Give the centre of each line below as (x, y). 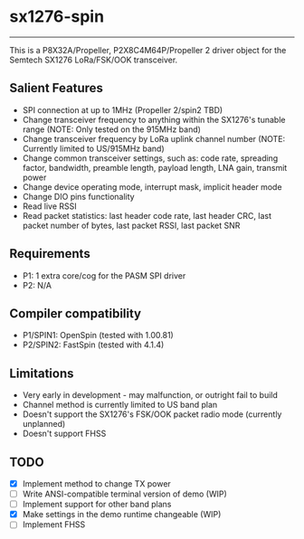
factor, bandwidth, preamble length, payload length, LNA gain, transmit (155, 167)
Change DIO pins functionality (78, 196)
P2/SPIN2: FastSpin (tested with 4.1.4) (93, 345)
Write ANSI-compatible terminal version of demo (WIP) (125, 494)
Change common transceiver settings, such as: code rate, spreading (150, 158)
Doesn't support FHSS (64, 434)
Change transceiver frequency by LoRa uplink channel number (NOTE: (154, 138)
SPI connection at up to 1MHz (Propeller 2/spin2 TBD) (123, 109)
